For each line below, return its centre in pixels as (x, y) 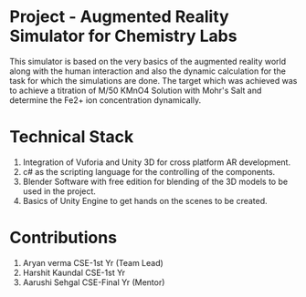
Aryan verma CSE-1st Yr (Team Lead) (93, 262)
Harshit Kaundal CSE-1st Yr (74, 272)
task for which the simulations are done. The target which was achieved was (153, 80)
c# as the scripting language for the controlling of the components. (149, 171)
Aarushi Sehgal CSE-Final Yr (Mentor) (94, 282)
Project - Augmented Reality (120, 17)
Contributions (63, 238)
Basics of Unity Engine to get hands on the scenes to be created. (145, 200)
